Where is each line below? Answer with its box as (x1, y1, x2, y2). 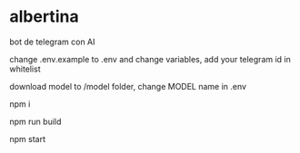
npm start (9, 133, 46, 144)
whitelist (9, 63, 41, 74)
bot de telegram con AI (9, 36, 95, 47)
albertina (9, 6, 79, 27)
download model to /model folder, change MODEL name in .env (9, 81, 247, 91)
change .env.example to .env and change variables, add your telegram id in (9, 53, 291, 64)
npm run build (9, 116, 62, 127)
